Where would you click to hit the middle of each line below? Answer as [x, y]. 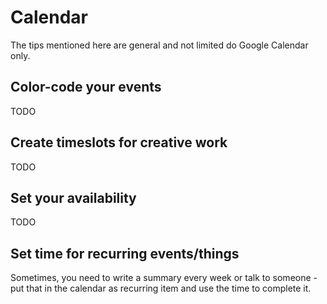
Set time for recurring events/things [125, 253]
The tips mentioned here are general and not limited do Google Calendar [159, 45]
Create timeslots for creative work [119, 142]
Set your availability [73, 197]
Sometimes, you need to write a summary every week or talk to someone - [164, 278]
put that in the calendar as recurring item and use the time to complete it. [161, 288]
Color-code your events [86, 87]
